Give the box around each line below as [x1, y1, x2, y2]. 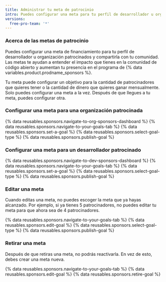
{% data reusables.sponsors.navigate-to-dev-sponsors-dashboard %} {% [5, 158, 156, 163]
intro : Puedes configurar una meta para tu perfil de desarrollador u [5, 12, 154, 17]
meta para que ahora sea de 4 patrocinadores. [5, 207, 100, 213]
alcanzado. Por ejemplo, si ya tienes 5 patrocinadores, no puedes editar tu [5, 202, 157, 208]
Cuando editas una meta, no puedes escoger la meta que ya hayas [5, 197, 141, 203]
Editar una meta [5, 186, 44, 193]
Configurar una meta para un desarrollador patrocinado [5, 146, 141, 153]
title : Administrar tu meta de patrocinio [5, 7, 94, 12]
